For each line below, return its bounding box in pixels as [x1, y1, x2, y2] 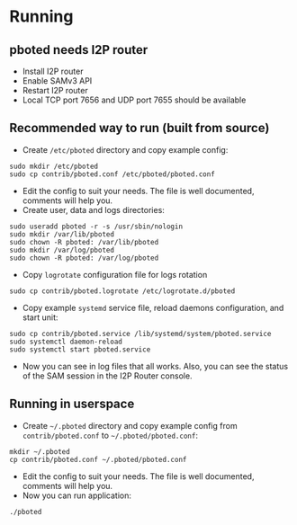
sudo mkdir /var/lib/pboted [9, 229, 115, 239]
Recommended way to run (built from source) [9, 120, 270, 136]
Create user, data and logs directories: [22, 204, 165, 215]
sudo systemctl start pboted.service [9, 344, 151, 354]
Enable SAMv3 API [22, 76, 93, 86]
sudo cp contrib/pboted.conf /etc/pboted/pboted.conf [9, 169, 216, 179]
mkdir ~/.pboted [9, 447, 70, 456]
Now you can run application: [22, 490, 132, 501]
